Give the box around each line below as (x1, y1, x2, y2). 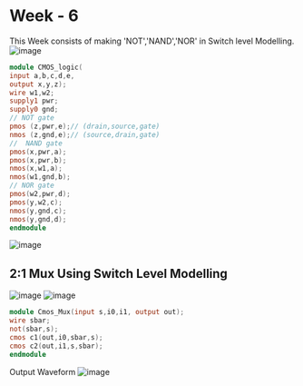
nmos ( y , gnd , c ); (9, 206, 67, 215)
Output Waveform (9, 366, 76, 377)
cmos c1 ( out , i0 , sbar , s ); (9, 332, 103, 341)
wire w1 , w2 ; (9, 88, 54, 97)
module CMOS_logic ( (9, 63, 83, 72)
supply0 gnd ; (9, 105, 59, 114)
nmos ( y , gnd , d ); (9, 214, 67, 223)
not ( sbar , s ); (9, 324, 59, 333)
